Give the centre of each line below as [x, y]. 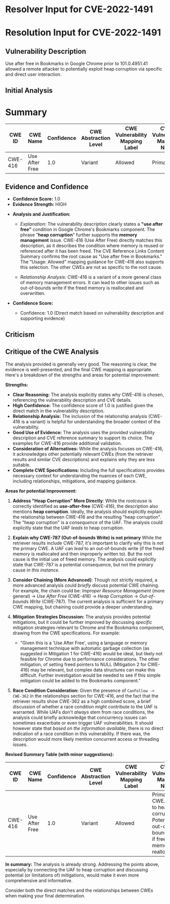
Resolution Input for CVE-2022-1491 [83, 33]
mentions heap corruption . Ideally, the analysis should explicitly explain [88, 511]
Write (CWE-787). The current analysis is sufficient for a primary [97, 601]
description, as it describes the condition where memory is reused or [92, 246]
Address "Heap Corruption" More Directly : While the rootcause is [82, 501]
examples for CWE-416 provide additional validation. [67, 443]
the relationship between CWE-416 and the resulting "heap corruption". [87, 517]
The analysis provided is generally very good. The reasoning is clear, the [81, 364]
